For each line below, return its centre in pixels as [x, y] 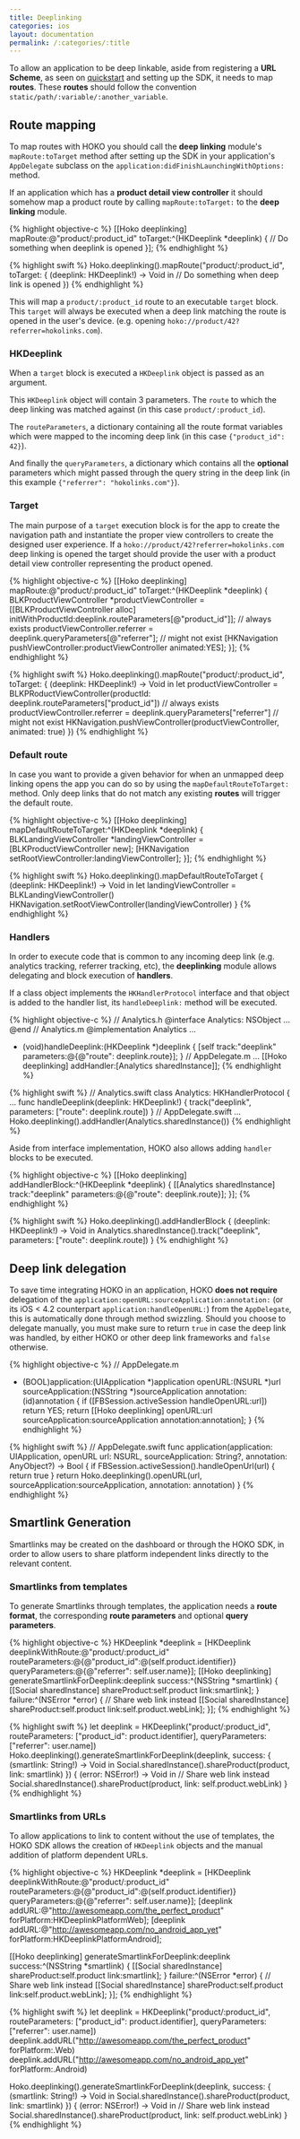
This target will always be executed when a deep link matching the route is [148, 311]
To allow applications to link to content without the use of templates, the [142, 1836]
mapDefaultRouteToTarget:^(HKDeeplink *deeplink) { [107, 830]
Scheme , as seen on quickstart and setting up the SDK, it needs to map [141, 78]
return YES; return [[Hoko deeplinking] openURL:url [117, 1411]
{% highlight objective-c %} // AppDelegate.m [94, 1365]
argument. [28, 383]
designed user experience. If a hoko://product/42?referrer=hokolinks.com [147, 544]
